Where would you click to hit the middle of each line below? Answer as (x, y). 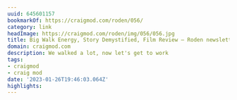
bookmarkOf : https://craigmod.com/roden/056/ (75, 20)
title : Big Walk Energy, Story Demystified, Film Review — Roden (105, 40)
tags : (15, 60)
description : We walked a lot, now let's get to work (88, 54)
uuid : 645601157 (31, 14)
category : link (30, 27)
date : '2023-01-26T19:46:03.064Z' (58, 79)
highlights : (25, 86)
